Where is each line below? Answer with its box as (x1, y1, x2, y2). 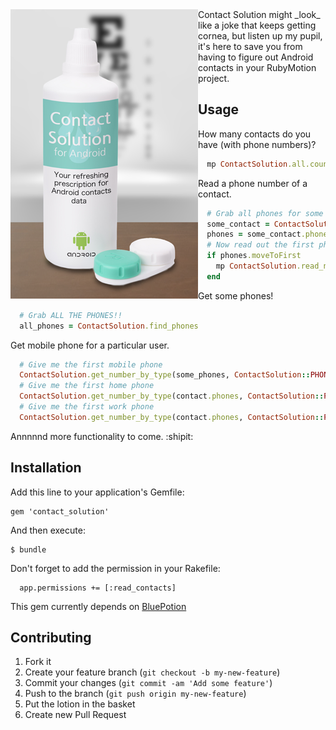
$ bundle (10, 544, 47, 555)
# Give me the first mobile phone (19, 359, 163, 370)
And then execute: (10, 524, 86, 536)
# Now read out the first (206, 240, 315, 250)
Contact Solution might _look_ (198, 9, 321, 20)
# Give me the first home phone (19, 381, 155, 391)
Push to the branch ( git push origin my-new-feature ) (24, 688, 247, 700)
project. (198, 73, 230, 84)
